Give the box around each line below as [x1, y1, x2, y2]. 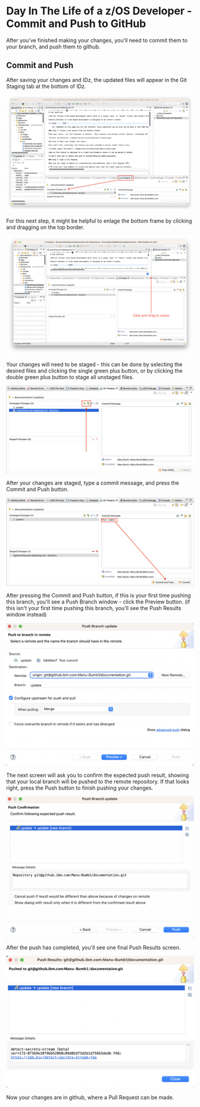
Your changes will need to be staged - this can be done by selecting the [6, 361, 183, 368]
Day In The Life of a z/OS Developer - [6, 4, 192, 18]
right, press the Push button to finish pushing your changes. [6, 784, 154, 791]
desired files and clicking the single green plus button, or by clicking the [6, 367, 183, 374]
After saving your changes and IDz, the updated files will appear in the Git [6, 76, 187, 83]
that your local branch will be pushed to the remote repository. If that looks [6, 777, 189, 785]
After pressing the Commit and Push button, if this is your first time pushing [6, 591, 192, 599]
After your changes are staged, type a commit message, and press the [6, 480, 180, 487]
